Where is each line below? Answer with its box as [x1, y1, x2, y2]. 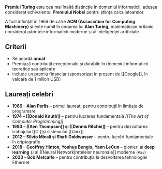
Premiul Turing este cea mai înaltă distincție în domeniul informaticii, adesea [5, 4, 158, 10]
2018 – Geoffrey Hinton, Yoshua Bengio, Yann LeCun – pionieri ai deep [12, 144, 155, 150]
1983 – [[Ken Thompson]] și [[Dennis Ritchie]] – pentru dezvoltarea [12, 123, 148, 129]
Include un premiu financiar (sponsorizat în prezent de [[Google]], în [12, 71, 148, 77]
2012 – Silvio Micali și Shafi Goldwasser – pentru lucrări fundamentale [12, 134, 153, 140]
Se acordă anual [12, 56, 45, 61]
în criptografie [12, 139, 41, 144]
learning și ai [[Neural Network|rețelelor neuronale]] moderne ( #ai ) [12, 149, 146, 155]
